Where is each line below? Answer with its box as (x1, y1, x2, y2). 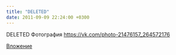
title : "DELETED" (6, 8, 50, 15)
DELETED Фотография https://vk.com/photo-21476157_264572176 (6, 30, 171, 38)
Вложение (6, 42, 33, 50)
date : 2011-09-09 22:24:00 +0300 (6, 14, 90, 20)
